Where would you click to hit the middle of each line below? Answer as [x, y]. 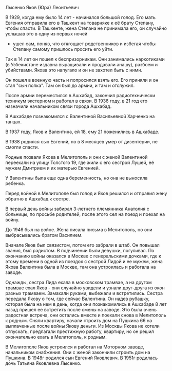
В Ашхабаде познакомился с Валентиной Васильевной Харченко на [80, 116]
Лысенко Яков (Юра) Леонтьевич [42, 7]
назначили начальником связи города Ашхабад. [59, 106]
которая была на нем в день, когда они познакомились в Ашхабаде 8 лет [86, 304]
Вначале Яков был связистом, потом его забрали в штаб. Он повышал [83, 245]
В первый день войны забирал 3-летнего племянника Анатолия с [78, 209]
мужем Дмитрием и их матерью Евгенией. [53, 168]
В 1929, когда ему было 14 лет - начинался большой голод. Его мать [80, 17]
